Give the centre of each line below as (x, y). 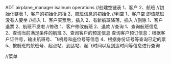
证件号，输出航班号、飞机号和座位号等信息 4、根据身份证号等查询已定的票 (88, 39)
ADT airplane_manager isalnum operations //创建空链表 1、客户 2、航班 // (82, 7)
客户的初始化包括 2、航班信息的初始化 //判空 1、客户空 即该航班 (97, 14)
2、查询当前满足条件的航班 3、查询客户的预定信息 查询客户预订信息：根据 (83, 33)
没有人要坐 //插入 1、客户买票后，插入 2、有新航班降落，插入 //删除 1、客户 (84, 20)
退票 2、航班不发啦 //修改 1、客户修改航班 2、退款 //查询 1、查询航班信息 (82, 26)
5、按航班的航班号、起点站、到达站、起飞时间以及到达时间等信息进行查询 (83, 45)
